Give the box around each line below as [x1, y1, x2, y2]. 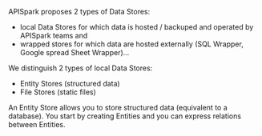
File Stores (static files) [19, 87, 96, 97]
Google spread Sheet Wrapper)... [19, 48, 130, 57]
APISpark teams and [19, 31, 88, 40]
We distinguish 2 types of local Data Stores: [8, 63, 153, 73]
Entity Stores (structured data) [19, 79, 120, 88]
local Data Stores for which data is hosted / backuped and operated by [19, 22, 254, 31]
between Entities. [8, 120, 66, 129]
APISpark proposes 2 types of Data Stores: [8, 7, 151, 16]
